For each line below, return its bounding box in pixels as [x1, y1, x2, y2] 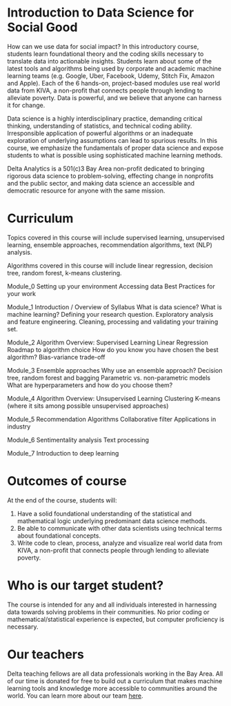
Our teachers [7, 647, 84, 662]
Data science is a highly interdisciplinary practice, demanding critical [7, 114, 203, 122]
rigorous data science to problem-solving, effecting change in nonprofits [7, 171, 214, 180]
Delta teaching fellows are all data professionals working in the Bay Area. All [7, 669, 223, 678]
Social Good [7, 19, 78, 35]
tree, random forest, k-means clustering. [7, 268, 122, 277]
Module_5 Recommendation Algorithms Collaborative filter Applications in [7, 415, 217, 423]
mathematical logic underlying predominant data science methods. [17, 516, 208, 525]
